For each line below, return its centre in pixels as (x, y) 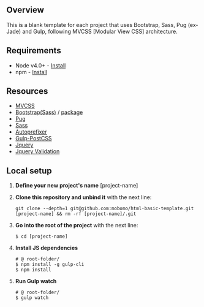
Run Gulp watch (36, 281)
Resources (27, 91)
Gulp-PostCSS (33, 138)
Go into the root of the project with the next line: (77, 226)
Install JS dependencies (47, 248)
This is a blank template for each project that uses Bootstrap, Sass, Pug (96, 25)
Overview (25, 10)
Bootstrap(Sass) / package (49, 112)
